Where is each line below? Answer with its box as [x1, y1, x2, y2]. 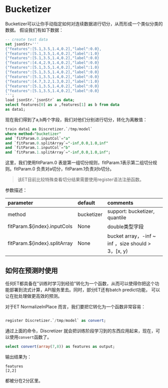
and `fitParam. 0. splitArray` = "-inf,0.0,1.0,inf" [5, 140, 108, 146]
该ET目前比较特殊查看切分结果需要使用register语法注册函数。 [17, 176, 144, 182]
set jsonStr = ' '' [5, 42, 39, 47]
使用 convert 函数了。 [9, 334, 52, 340]
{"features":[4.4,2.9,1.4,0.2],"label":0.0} [5, 60, 99, 66]
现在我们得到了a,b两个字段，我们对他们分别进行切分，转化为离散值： [5, 116, 147, 122]
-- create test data [5, 37, 48, 42]
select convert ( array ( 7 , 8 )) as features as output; [5, 344, 115, 349]
